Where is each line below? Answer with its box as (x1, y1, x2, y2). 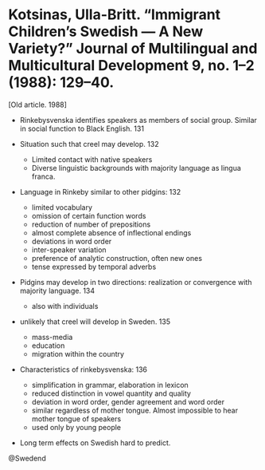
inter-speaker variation (31, 245, 107, 255)
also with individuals (31, 301, 99, 310)
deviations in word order (31, 236, 112, 246)
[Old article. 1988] (8, 100, 68, 109)
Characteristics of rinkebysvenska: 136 (19, 365, 148, 374)
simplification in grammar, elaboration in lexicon (31, 380, 189, 389)
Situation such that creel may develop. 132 (19, 139, 159, 148)
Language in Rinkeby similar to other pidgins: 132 (19, 187, 181, 196)
